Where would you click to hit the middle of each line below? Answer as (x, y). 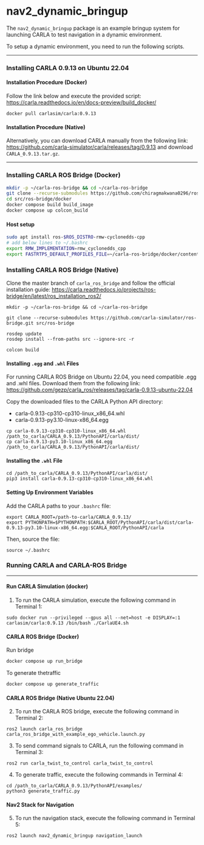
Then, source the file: (33, 539)
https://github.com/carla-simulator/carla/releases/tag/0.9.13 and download (100, 147)
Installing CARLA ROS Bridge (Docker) (63, 175)
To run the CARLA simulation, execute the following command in (95, 600)
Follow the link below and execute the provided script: (74, 96)
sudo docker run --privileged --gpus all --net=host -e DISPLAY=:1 (93, 618)
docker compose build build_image (50, 205)
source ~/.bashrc (28, 550)
